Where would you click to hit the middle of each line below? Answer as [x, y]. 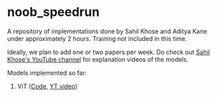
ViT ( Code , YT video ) [47, 86]
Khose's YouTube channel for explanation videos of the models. [98, 59]
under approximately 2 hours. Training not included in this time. [97, 38]
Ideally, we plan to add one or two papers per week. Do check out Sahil [108, 52]
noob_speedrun [54, 12]
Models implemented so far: [47, 73]
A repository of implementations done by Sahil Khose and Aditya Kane [107, 31]
